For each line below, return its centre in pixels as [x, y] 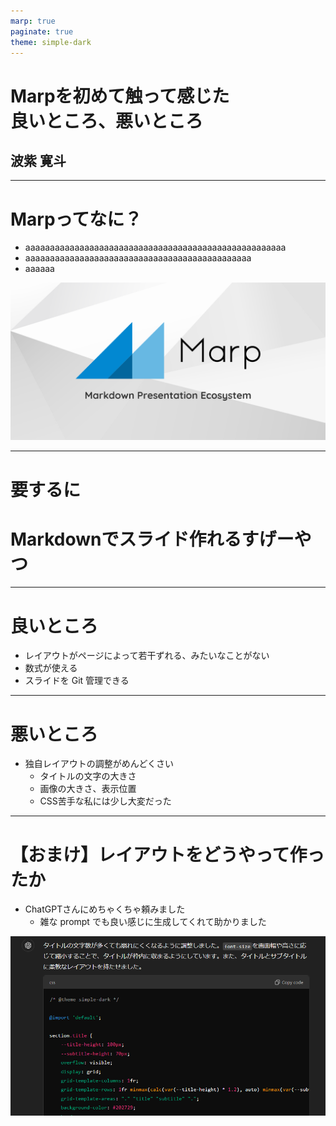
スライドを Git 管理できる [77, 681]
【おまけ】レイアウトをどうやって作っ [167, 854]
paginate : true [42, 31]
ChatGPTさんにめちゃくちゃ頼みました [105, 909]
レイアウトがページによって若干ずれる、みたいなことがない [147, 656]
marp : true [33, 21]
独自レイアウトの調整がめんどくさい [99, 764]
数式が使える [51, 668]
